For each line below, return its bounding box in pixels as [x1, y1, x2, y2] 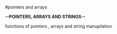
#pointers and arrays [5, 4, 47, 10]
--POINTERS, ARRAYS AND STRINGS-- [5, 14, 86, 19]
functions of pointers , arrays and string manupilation [5, 23, 113, 29]
